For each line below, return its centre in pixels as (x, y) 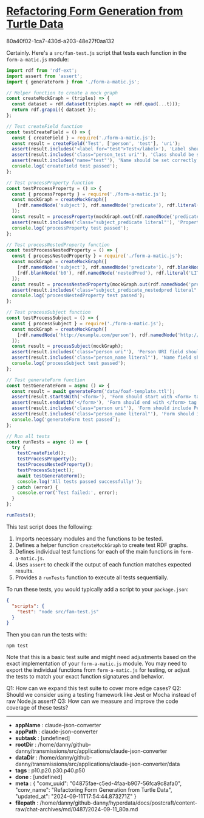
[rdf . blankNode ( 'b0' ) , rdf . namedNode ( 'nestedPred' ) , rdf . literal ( (103, 273)
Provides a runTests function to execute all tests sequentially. (92, 577)
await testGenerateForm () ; (51, 476)
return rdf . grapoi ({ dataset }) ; (54, 110)
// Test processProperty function (50, 183)
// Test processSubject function (49, 312)
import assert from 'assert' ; (45, 76)
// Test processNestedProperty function (58, 245)
